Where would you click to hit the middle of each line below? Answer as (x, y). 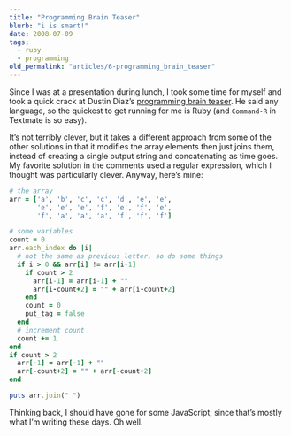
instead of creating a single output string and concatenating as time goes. (144, 156)
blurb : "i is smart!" (49, 26)
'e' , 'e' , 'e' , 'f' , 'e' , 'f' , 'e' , (104, 207)
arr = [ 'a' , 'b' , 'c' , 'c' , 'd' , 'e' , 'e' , (91, 199)
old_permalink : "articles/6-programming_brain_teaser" (112, 67)
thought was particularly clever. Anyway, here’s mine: (106, 174)
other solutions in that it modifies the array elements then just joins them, (142, 146)
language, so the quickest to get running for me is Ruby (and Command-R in (143, 111)
